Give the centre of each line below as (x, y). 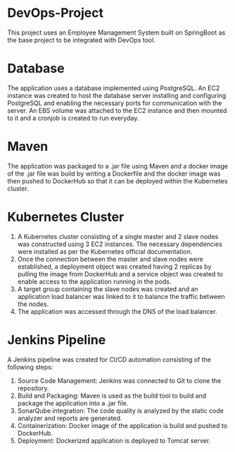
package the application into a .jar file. (73, 403)
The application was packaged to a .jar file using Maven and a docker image (118, 166)
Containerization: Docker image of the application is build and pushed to (122, 425)
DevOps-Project (56, 13)
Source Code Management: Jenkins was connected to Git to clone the (119, 380)
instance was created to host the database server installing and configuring (117, 95)
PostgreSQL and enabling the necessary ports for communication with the (115, 103)
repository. (33, 388)
